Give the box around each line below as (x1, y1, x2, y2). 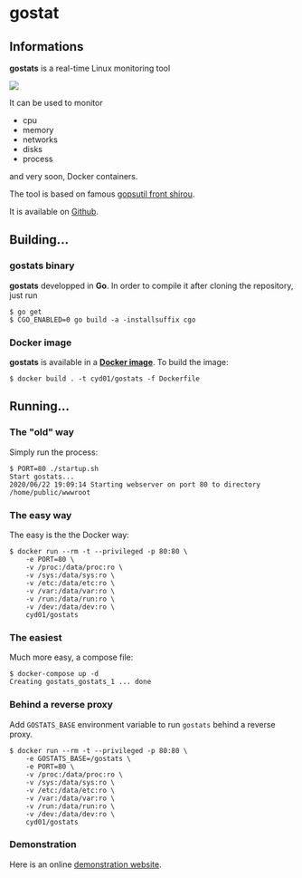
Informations (9, 39, 84, 54)
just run (9, 289, 38, 301)
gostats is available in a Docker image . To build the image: (9, 356, 229, 367)
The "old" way (9, 426, 75, 439)
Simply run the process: (9, 447, 99, 458)
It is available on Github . (9, 207, 99, 217)
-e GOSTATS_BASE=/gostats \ (25, 754, 131, 763)
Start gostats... (9, 472, 75, 481)
